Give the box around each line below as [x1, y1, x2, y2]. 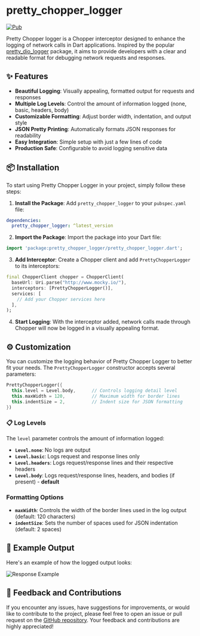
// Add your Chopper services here [17, 296, 106, 302]
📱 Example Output [6, 543, 75, 553]
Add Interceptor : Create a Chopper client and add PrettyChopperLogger [14, 256, 191, 263]
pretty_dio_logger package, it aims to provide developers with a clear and [6, 47, 187, 54]
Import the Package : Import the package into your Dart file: [14, 234, 162, 241]
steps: [6, 188, 21, 195]
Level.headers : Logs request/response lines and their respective [14, 459, 174, 466]
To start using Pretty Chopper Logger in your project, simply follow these [6, 181, 186, 188]
